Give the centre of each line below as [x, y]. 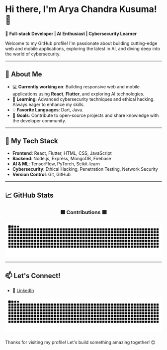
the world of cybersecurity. [33, 54]
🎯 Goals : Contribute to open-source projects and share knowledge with [85, 115]
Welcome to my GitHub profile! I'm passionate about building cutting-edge [81, 43]
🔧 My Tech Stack [32, 141]
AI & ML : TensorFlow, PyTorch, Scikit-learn [56, 164]
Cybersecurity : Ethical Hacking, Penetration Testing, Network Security [85, 169]
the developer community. [39, 120]
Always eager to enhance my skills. [48, 104]
